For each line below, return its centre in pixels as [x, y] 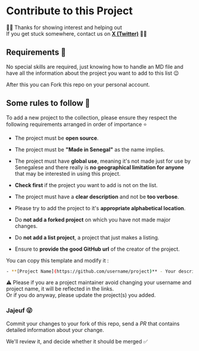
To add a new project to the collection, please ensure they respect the [92, 118]
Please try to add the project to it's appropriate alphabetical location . [100, 208]
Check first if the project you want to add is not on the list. [86, 185]
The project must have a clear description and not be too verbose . [97, 197]
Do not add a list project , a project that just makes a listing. [87, 237]
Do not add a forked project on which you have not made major [92, 219]
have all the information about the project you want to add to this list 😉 [93, 73]
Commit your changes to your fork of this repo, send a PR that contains [93, 323]
